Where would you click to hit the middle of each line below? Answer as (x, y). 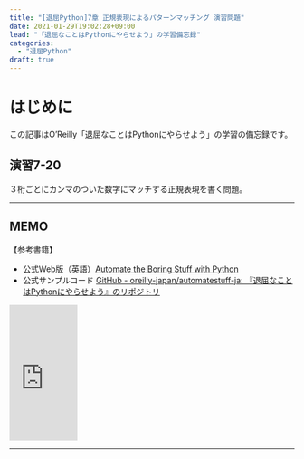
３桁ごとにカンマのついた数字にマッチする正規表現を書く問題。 (128, 189)
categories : (32, 43)
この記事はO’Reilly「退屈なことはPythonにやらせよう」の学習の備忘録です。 (151, 134)
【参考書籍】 (33, 249)
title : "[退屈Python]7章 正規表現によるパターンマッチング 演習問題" (127, 18)
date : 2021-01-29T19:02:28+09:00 (72, 26)
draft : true (32, 60)
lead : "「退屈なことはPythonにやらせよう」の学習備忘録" (105, 34)
